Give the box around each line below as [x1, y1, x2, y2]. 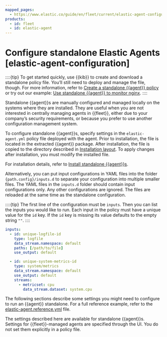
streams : [14, 277, 32, 282]
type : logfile [14, 236, 43, 241]
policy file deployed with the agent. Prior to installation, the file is [26, 136, 159, 142]
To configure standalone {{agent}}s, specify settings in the [5, 130, 126, 137]
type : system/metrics [14, 264, 59, 269]
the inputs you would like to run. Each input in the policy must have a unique [5, 207, 161, 213]
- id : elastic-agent [9, 26, 52, 31]
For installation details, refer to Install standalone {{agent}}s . [5, 161, 128, 167]
